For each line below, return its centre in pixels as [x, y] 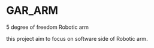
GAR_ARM [32, 10]
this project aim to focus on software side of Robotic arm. [77, 38]
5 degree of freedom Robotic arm [47, 27]
